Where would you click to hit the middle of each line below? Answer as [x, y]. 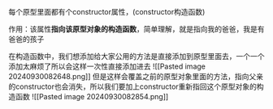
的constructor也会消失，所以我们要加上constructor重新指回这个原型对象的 [133, 86]
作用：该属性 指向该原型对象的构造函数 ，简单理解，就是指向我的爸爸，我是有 [136, 29]
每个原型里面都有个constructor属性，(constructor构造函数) [107, 12]
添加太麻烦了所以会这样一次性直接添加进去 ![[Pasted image [107, 66]
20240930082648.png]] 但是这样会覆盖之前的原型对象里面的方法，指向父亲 [136, 76]
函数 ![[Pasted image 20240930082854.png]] [92, 96]
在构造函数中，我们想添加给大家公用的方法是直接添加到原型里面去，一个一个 [136, 56]
